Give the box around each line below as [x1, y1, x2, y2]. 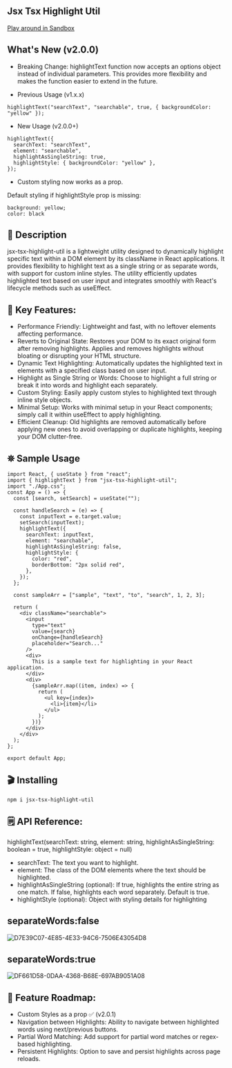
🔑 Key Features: [7, 304, 77, 316]
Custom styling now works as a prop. [17, 178, 123, 186]
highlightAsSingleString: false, [25, 544, 122, 551]
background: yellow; [7, 204, 67, 211]
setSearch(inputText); [19, 519, 85, 526]
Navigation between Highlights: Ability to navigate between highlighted [17, 1018, 220, 1027]
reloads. [17, 1055, 41, 1063]
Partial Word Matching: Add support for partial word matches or [17, 1033, 199, 1041]
